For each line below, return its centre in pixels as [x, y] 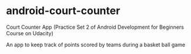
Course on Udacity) [30, 33]
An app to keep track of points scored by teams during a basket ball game [96, 45]
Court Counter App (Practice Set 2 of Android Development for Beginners [95, 27]
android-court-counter [63, 11]
